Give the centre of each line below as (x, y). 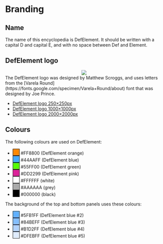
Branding (24, 9)
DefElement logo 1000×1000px (44, 108)
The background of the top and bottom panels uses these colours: (73, 204)
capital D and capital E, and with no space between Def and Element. (76, 45)
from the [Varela (22, 83)
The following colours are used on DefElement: (53, 141)
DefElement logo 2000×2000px (45, 114)
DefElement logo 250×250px (42, 103)
